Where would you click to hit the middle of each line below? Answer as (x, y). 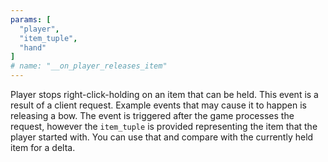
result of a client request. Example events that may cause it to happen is (158, 105)
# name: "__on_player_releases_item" (89, 66)
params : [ (31, 19)
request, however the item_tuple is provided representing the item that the (164, 126)
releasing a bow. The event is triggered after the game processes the (152, 115)
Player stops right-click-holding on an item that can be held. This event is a (164, 94)
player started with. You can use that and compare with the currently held (162, 137)
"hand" (33, 47)
